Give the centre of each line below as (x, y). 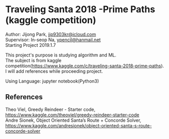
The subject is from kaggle (33, 60)
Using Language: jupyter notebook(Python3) (52, 81)
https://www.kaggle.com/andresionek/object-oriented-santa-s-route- (79, 125)
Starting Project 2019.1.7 (31, 45)
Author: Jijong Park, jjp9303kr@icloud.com (51, 34)
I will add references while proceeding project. (54, 71)
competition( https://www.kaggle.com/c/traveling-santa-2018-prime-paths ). (85, 66)
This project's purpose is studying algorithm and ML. (61, 55)
